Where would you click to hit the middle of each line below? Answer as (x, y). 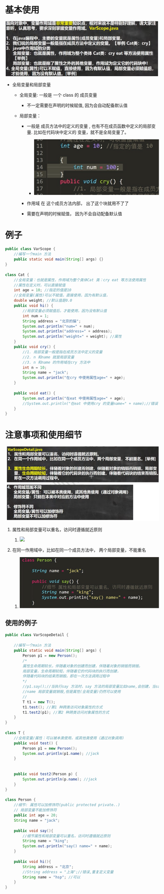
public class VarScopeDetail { (37, 635)
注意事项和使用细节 (44, 435)
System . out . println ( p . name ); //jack (60, 779)
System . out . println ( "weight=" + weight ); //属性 (72, 337)
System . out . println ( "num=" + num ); (59, 326)
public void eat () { (35, 393)
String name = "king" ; (46, 841)
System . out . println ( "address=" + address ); (67, 332)
